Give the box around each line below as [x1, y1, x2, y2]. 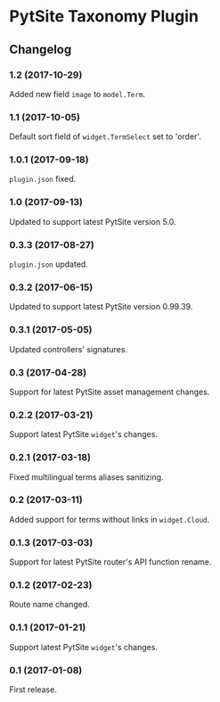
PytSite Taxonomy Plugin [9, 6, 199, 27]
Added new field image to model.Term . [9, 88, 145, 99]
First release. [9, 684, 58, 695]
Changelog [9, 42, 72, 57]
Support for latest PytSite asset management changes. [9, 386, 210, 397]
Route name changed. [9, 599, 91, 610]
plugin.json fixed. [9, 174, 77, 185]
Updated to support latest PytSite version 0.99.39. [9, 301, 193, 312]
